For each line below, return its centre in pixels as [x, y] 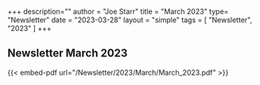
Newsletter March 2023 [68, 54]
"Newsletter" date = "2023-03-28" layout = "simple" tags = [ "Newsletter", [130, 20]
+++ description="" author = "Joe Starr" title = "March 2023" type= [118, 12]
